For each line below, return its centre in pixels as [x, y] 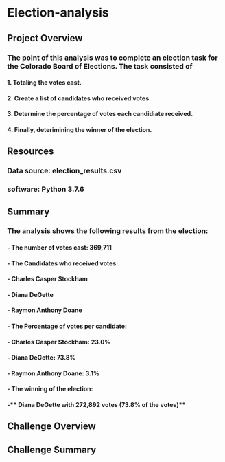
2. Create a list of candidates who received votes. [79, 98]
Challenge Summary [52, 449]
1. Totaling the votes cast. [45, 82]
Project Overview [45, 38]
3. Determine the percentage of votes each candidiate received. [100, 114]
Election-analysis [58, 13]
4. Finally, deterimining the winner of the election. [80, 129]
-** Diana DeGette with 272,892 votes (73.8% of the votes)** [96, 404]
